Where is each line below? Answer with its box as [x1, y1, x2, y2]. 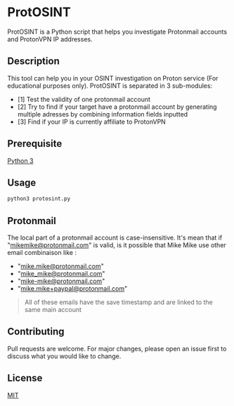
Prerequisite [7, 138, 63, 150]
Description [7, 55, 60, 67]
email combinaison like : [7, 249, 77, 257]
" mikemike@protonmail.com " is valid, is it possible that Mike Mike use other [7, 241, 226, 249]
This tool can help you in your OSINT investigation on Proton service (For [7, 74, 219, 82]
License [7, 372, 43, 384]
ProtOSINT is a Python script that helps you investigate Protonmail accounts [7, 27, 227, 36]
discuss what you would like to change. [7, 352, 122, 360]
